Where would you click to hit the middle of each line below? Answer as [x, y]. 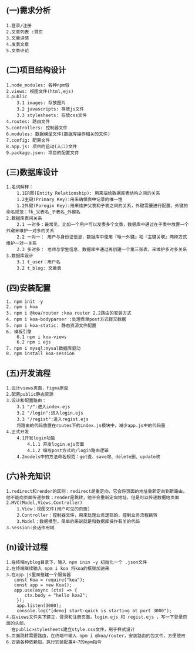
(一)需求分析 [28, 11]
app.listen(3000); [39, 605]
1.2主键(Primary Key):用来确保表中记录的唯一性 [70, 200]
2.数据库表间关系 [24, 218]
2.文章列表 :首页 [24, 32]
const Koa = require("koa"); [49, 580]
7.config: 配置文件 [28, 140]
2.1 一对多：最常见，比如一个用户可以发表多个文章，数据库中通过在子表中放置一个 [103, 225]
